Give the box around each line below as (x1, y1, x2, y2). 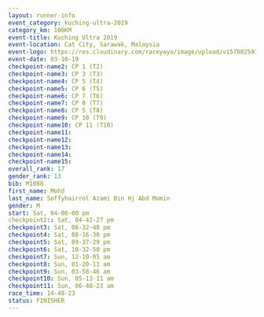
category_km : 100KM (8, 26, 72, 34)
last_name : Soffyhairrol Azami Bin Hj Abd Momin (8, 194, 170, 202)
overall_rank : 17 (8, 165, 65, 173)
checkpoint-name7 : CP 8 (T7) (8, 99, 104, 107)
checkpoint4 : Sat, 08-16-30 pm (8, 231, 111, 239)
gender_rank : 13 (8, 172, 61, 181)
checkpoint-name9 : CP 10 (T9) (8, 114, 108, 122)
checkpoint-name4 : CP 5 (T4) (8, 77, 104, 85)
